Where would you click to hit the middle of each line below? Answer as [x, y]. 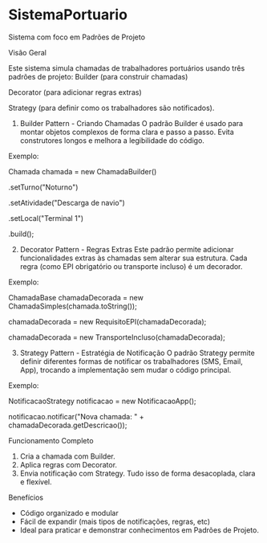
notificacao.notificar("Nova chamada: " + [76, 416]
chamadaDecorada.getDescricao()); [68, 425]
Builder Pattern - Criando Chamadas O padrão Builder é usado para [131, 123]
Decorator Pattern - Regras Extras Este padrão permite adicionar [127, 249]
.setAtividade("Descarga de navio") [67, 202]
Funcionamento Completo [51, 440]
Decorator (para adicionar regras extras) [75, 92]
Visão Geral [27, 52]
